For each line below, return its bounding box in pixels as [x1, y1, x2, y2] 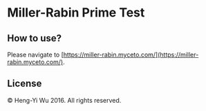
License [7, 78, 42, 90]
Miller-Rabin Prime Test [7, 5, 145, 21]
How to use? [7, 32, 62, 44]
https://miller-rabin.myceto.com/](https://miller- [63, 50, 199, 59]
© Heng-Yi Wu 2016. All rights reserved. [7, 96, 122, 104]
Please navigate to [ [7, 50, 64, 59]
